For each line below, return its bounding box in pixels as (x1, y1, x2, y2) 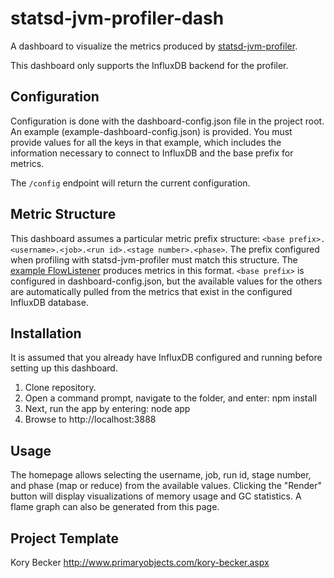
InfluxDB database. (10, 296, 89, 308)
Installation (10, 325, 82, 342)
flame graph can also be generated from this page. (10, 501, 220, 513)
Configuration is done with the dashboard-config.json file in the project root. (10, 115, 325, 127)
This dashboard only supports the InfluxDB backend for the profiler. (10, 59, 289, 71)
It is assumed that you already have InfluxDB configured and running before (10, 352, 323, 364)
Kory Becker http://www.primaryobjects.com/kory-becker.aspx (10, 557, 270, 568)
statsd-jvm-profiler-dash (10, 7, 225, 30)
